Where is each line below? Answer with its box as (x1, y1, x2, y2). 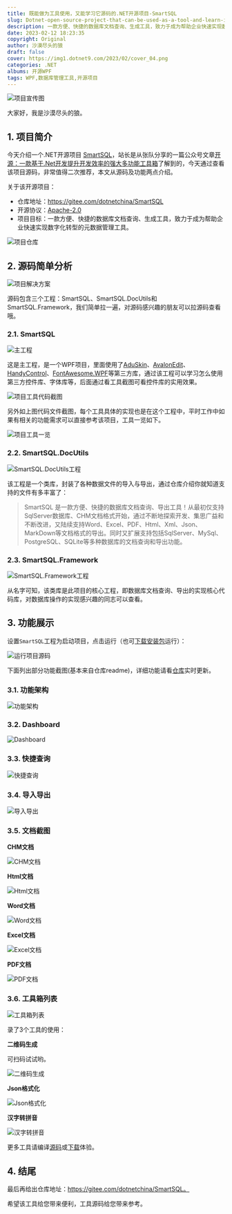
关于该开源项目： (7, 182, 56, 191)
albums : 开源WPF (7, 68, 52, 75)
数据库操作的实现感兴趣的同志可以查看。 (30, 595, 146, 603)
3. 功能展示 (7, 617, 55, 629)
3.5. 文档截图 (7, 826, 50, 835)
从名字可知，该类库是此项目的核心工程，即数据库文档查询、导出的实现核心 (7, 586, 219, 594)
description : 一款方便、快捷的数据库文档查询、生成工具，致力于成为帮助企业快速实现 (7, 23, 222, 30)
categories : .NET (7, 61, 57, 68)
